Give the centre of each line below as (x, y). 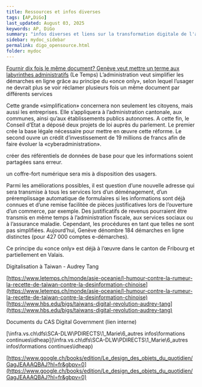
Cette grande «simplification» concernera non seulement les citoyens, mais (100, 105)
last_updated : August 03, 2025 (45, 23)
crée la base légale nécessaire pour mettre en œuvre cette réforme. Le (94, 131)
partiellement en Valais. (35, 254)
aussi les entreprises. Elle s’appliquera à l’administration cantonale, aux (94, 112)
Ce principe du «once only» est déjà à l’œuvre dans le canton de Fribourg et (100, 248)
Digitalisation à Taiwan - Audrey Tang (53, 266)
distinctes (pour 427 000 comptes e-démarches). (68, 236)
